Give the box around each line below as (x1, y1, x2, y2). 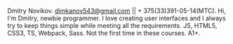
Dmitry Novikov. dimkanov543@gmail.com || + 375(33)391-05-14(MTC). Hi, (7, 7, 226, 15)
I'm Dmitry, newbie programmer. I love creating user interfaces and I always (7, 14, 226, 22)
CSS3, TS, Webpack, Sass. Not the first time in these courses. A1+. (7, 29, 201, 37)
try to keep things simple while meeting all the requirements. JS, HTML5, (7, 22, 218, 29)
